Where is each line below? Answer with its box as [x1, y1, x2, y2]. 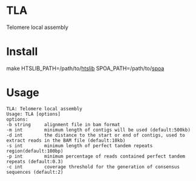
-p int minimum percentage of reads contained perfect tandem [6, 153, 186, 159]
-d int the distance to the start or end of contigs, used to [6, 132, 186, 138]
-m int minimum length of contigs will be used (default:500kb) [6, 127, 191, 133]
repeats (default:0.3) [6, 158, 64, 165]
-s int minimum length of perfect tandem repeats [6, 142, 153, 148]
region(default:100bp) [6, 148, 64, 154]
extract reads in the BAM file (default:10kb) [6, 137, 126, 144]
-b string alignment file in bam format [6, 121, 120, 127]
